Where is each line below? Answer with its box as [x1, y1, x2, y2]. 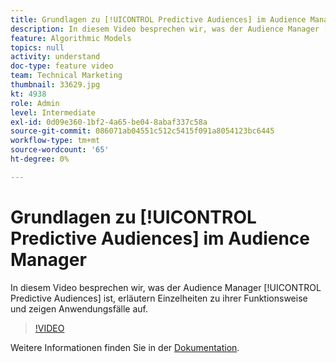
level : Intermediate [10, 107, 97, 118]
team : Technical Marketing [10, 71, 123, 81]
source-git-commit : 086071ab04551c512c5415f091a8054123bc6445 [10, 126, 275, 136]
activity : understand [10, 52, 101, 62]
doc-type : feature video [10, 61, 114, 71]
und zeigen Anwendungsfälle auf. [10, 302, 149, 315]
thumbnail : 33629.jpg [10, 80, 101, 90]
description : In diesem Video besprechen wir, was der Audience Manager [10, 24, 320, 34]
